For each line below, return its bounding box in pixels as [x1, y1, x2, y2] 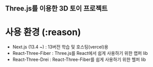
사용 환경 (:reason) [5, 26, 81, 38]
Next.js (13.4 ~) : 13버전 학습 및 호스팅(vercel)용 [12, 44, 109, 50]
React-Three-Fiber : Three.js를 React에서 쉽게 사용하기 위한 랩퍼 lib [12, 50, 148, 56]
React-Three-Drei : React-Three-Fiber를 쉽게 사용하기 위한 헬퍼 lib [12, 56, 146, 62]
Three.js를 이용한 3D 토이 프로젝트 [5, 4, 108, 13]
